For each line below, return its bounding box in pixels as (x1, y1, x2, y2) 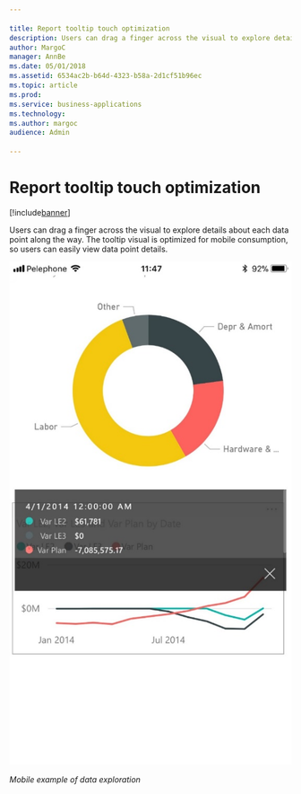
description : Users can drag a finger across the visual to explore (9, 33, 271, 42)
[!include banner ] (9, 207, 71, 217)
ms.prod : (9, 90, 42, 99)
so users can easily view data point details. (9, 243, 168, 254)
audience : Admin (9, 128, 70, 137)
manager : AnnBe (9, 52, 66, 62)
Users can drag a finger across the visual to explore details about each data (9, 225, 289, 235)
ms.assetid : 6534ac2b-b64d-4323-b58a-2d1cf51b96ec (9, 72, 202, 81)
